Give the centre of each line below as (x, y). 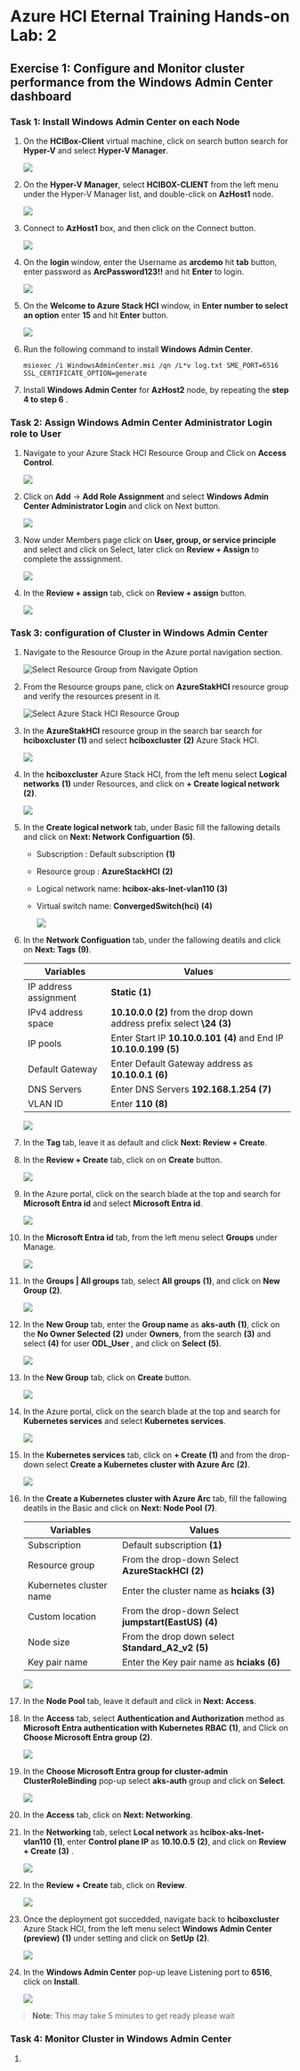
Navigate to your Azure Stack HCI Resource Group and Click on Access (155, 453)
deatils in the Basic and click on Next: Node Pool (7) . (120, 1508)
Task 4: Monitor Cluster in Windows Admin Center (121, 2039)
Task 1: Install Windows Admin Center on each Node (125, 121)
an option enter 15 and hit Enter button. (96, 315)
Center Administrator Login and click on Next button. (122, 506)
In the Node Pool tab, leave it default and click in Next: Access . (139, 1701)
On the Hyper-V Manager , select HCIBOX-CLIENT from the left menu (150, 184)
